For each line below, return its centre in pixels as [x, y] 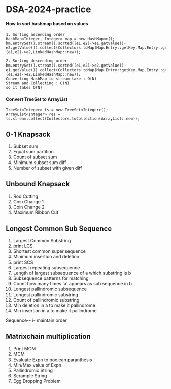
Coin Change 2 [29, 207]
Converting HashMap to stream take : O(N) [51, 79]
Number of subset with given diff [48, 168]
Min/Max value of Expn [37, 365]
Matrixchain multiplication [48, 336]
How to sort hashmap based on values [47, 23]
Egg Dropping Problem [37, 381]
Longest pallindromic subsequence [50, 289]
